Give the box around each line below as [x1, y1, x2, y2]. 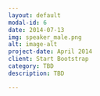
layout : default [8, 11, 61, 20]
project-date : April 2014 [8, 48, 92, 55]
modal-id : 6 [8, 19, 47, 27]
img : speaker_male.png [8, 33, 82, 41]
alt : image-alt [8, 41, 58, 48]
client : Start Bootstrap [8, 55, 89, 63]
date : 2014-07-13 [8, 26, 65, 34]
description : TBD [8, 69, 65, 77]
